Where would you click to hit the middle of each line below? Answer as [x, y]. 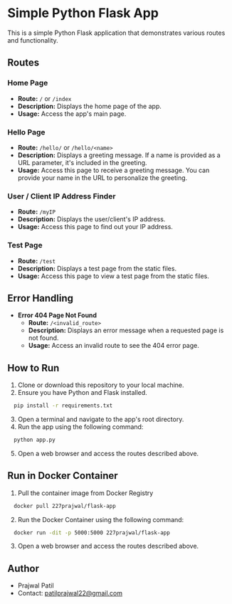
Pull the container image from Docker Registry [85, 493]
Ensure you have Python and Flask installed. [82, 393]
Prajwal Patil [36, 586]
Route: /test [36, 260]
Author [23, 568]
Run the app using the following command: [80, 427]
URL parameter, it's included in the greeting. [82, 162]
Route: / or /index [44, 98]
